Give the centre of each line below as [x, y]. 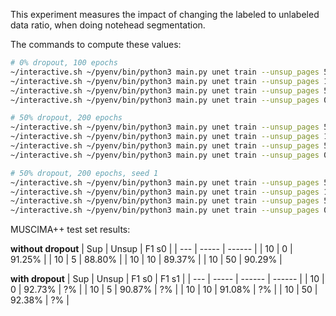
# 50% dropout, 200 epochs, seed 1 [84, 173]
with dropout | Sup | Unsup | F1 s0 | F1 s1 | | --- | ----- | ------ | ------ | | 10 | [167, 279]
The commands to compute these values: [96, 44]
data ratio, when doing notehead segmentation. [108, 25]
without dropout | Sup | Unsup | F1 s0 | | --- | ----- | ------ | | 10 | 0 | [151, 249]
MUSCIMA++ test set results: [70, 230]
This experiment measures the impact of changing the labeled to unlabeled [165, 14]
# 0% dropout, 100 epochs [64, 63]
